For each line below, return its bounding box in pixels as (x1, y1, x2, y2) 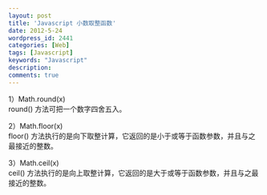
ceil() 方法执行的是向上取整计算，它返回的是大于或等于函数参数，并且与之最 (8, 168, 259, 177)
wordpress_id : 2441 (8, 34, 74, 42)
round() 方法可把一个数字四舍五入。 (8, 104, 127, 113)
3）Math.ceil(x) (8, 157, 59, 168)
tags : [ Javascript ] (8, 49, 74, 57)
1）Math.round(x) (8, 94, 66, 104)
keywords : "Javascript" (8, 57, 88, 65)
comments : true (8, 71, 59, 79)
